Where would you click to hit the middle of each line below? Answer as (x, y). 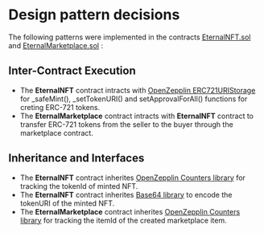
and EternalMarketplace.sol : (56, 45)
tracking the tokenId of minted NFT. (79, 186)
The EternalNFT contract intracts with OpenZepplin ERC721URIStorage (138, 90)
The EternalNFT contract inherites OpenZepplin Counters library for (132, 178)
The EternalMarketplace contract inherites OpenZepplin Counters (130, 211)
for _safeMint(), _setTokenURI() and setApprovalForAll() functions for (134, 99)
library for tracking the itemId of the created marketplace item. (123, 220)
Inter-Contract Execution (72, 71)
